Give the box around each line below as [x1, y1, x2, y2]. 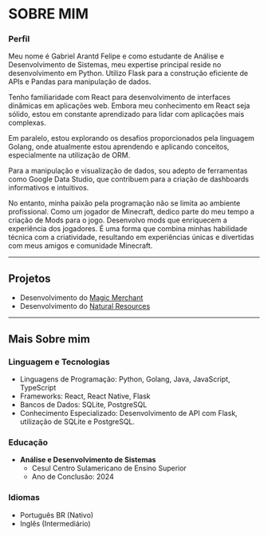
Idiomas [8, 492, 40, 503]
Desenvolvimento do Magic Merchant [19, 293, 144, 302]
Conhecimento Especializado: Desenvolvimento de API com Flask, [19, 408, 238, 418]
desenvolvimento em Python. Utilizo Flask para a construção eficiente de [8, 69, 249, 78]
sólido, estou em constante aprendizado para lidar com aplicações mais [8, 110, 245, 119]
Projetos [8, 271, 51, 285]
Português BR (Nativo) [19, 510, 94, 520]
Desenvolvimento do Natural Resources [19, 302, 151, 311]
